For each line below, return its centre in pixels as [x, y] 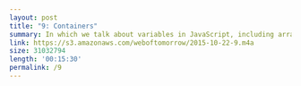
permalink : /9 [36, 68]
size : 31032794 [38, 51]
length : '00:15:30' [46, 59]
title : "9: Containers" [54, 26]
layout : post [34, 17]
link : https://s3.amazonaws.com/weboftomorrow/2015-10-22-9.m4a [132, 43]
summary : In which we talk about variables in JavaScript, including [142, 34]
